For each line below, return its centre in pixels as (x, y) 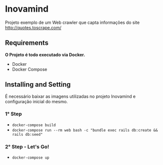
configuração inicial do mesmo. (36, 101)
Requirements (27, 43)
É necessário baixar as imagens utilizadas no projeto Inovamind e (70, 96)
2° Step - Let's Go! (27, 147)
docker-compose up (31, 158)
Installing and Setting (38, 84)
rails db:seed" (27, 134)
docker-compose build (34, 125)
